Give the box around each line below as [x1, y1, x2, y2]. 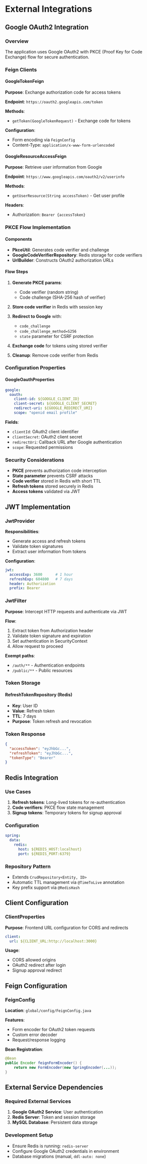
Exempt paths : [5, 652, 35, 658]
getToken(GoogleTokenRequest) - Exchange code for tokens [12, 118, 131, 124]
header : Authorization [9, 581, 56, 586]
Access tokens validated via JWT [12, 489, 81, 494]
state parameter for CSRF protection [19, 333, 94, 339]
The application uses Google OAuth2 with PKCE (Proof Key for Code [5, 49, 143, 54]
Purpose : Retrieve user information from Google [5, 164, 103, 170]
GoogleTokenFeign [5, 78, 44, 84]
